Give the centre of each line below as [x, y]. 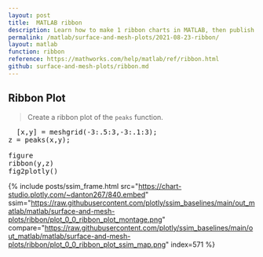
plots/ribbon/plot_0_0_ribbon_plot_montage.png [85, 219]
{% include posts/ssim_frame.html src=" [73, 186]
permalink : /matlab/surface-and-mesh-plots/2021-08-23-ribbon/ [114, 37]
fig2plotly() [33, 171]
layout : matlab [33, 45]
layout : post [29, 15]
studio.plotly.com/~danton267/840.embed [77, 194]
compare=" [27, 227]
